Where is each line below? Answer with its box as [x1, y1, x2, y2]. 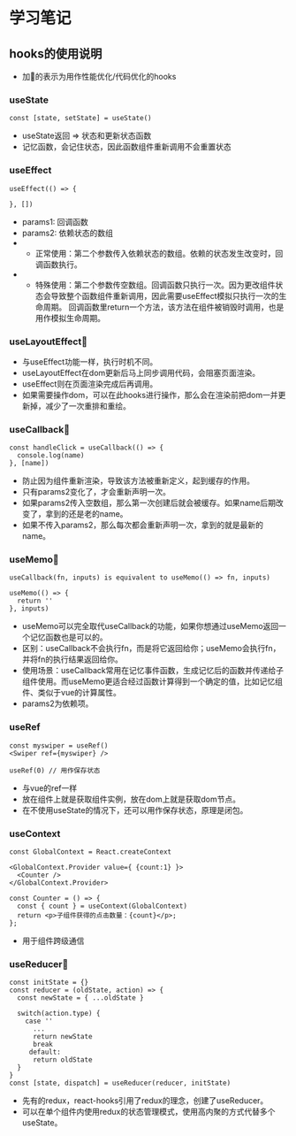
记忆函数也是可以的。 [29, 632, 108, 642]
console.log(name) [17, 451, 86, 460]
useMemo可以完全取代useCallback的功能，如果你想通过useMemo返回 [21, 621, 279, 632]
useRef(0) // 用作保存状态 [9, 766, 101, 775]
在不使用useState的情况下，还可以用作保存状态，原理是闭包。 [21, 804, 248, 815]
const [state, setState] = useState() [9, 114, 152, 123]
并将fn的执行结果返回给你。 [21, 654, 124, 664]
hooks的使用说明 [9, 46, 102, 61]
